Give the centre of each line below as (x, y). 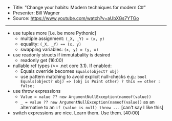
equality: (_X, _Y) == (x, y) (51, 44)
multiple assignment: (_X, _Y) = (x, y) (62, 38)
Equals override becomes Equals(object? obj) (70, 71)
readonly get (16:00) (42, 60)
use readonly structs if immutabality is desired (61, 55)
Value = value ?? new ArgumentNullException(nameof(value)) (86, 97)
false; (27, 86)
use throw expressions (37, 91)
